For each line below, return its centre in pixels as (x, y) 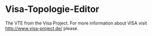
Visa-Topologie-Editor (52, 9)
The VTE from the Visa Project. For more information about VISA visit (76, 23)
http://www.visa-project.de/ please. (42, 28)
